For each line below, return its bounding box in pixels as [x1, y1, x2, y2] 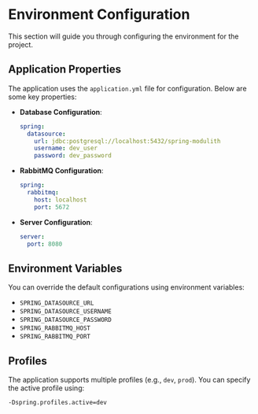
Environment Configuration [8, 6, 190, 24]
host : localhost [34, 195, 87, 204]
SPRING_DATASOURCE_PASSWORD [19, 316, 112, 324]
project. [8, 39, 34, 49]
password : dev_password [34, 152, 112, 160]
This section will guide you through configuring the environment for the [8, 31, 239, 41]
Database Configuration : [19, 107, 102, 116]
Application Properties [8, 63, 122, 76]
